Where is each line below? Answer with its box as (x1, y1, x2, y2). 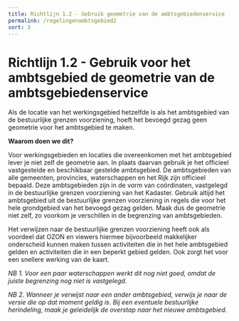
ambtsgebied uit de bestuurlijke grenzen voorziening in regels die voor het (8, 196, 226, 205)
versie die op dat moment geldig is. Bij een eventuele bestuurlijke (8, 298, 198, 307)
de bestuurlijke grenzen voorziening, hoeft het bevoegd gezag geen (8, 115, 208, 125)
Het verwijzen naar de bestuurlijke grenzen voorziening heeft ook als (8, 225, 210, 233)
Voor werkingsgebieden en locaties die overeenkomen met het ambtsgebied (8, 151, 232, 159)
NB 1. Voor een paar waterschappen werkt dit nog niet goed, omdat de (8, 269, 216, 278)
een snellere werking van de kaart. (8, 256, 110, 264)
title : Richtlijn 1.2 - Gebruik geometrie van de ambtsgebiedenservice (8, 10, 225, 18)
